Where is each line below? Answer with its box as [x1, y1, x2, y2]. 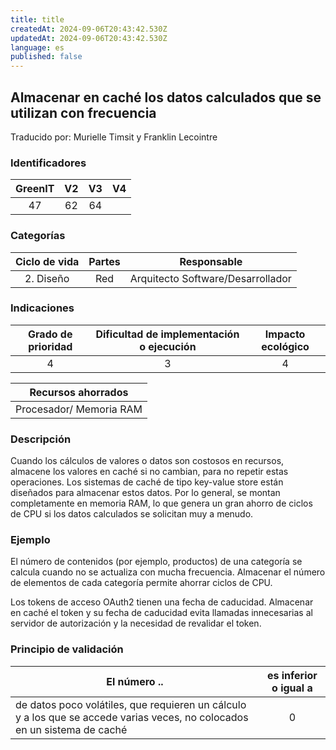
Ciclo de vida [15, 254, 80, 268]
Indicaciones [10, 301, 75, 315]
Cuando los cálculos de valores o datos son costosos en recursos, [10, 455, 285, 467]
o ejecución [139, 339, 197, 353]
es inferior [266, 668, 318, 682]
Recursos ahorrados [29, 385, 129, 399]
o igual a [271, 681, 313, 695]
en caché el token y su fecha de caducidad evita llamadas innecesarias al [10, 607, 313, 619]
